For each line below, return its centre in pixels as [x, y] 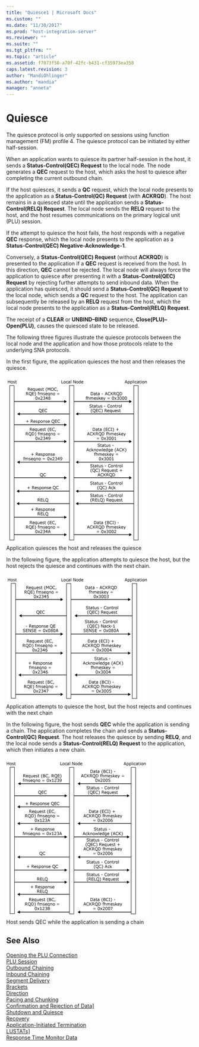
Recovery [18, 1018]
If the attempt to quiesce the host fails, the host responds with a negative [96, 233]
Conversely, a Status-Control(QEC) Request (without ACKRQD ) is [88, 257]
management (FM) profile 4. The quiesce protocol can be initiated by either [98, 141]
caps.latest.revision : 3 [37, 69]
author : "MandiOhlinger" [37, 75]
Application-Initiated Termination [46, 1025]
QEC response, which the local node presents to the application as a [90, 239]
